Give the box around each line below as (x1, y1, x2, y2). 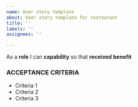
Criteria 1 (15, 82, 38, 89)
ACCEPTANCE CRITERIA (6, 68, 80, 77)
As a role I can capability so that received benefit (6, 53, 132, 60)
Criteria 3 (15, 95, 39, 102)
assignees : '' (6, 31, 42, 37)
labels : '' (6, 25, 34, 32)
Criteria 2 (15, 88, 39, 96)
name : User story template (6, 8, 74, 15)
